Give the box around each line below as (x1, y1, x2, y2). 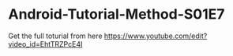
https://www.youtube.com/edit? (103, 31, 208, 40)
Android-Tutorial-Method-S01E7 (8, 5, 225, 23)
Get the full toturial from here (8, 31, 103, 40)
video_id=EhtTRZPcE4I (8, 39, 83, 48)
